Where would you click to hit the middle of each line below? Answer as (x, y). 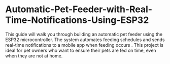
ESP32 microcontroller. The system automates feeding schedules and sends (85, 40)
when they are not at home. (34, 56)
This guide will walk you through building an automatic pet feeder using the (84, 34)
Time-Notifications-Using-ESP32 (77, 20)
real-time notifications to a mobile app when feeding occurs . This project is (84, 45)
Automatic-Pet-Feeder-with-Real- (79, 9)
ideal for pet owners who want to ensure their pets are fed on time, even (81, 50)
